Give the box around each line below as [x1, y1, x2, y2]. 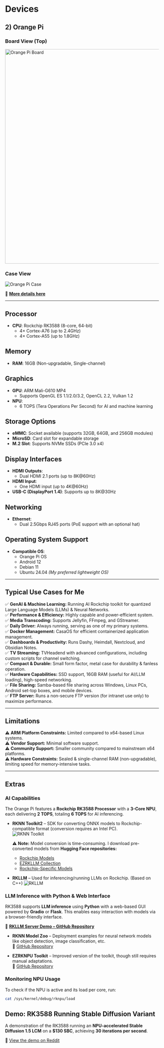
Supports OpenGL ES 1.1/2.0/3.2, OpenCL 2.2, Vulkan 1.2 [19, 393, 133, 399]
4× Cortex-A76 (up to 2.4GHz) [19, 327, 81, 334]
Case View [5, 270, 31, 277]
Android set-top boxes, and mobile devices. [5, 687, 93, 693]
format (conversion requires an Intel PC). [36, 826, 118, 832]
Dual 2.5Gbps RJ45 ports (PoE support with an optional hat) [19, 521, 140, 527]
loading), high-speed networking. [5, 676, 72, 682]
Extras [5, 780, 25, 788]
